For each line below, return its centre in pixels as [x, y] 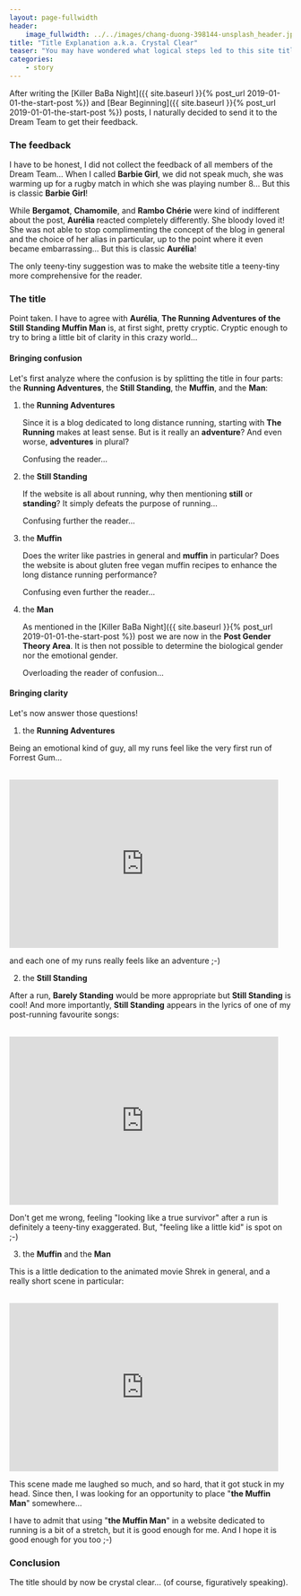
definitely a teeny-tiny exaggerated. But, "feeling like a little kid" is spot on [146, 1227]
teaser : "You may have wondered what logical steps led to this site [142, 51]
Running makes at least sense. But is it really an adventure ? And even [152, 432]
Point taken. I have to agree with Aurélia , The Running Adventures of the [145, 319]
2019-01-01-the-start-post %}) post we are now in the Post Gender [146, 636]
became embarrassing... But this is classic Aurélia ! [103, 249]
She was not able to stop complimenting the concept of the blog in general [147, 230]
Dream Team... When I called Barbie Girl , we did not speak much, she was [146, 174]
